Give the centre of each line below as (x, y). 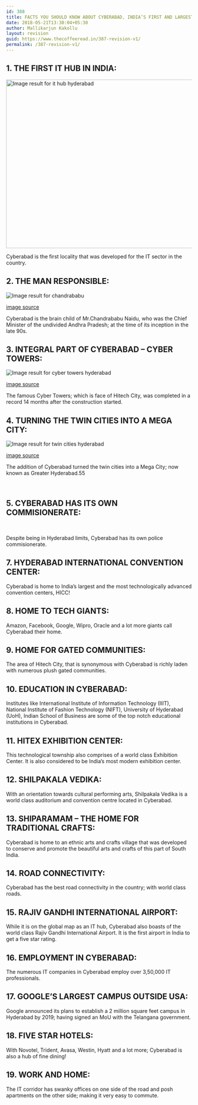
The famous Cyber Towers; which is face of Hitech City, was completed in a (98, 395)
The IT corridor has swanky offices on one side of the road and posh (90, 1089)
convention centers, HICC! (38, 592)
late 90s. (17, 331)
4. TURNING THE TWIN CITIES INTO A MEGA (89, 421)
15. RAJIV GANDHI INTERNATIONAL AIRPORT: (92, 912)
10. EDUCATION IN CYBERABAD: (67, 689)
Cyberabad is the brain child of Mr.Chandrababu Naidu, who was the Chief (97, 318)
